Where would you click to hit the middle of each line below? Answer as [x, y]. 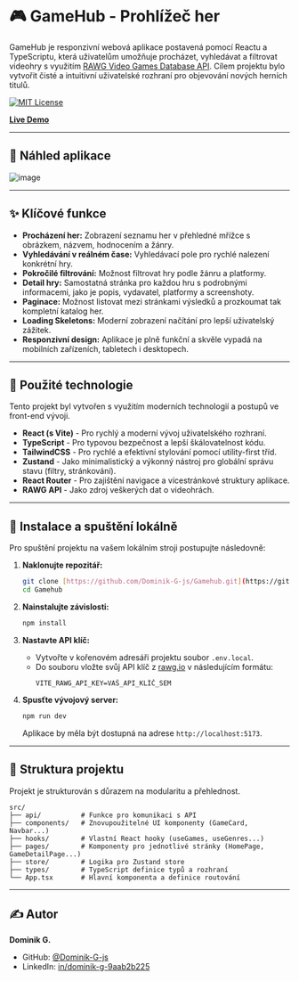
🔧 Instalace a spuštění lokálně [93, 526]
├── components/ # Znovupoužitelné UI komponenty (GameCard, [129, 823]
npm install [44, 623]
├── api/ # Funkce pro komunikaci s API [103, 815]
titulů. [20, 85]
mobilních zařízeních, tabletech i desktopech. [105, 348]
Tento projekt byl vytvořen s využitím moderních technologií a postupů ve [144, 406]
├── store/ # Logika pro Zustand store [97, 862]
